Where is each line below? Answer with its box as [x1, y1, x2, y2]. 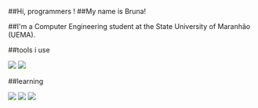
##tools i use [8, 45, 50, 54]
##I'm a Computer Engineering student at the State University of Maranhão [8, 22, 251, 31]
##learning [8, 77, 44, 85]
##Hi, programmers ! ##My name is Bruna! [8, 7, 147, 16]
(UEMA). [8, 31, 36, 39]
